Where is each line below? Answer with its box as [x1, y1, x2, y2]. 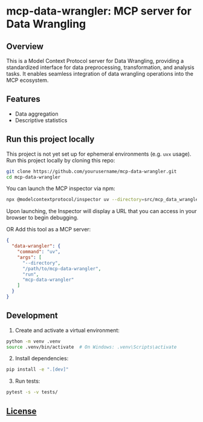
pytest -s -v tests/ [6, 389, 59, 395]
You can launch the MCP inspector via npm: [6, 185, 115, 192]
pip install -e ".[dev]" [6, 366, 69, 373]
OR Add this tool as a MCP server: [6, 226, 91, 233]
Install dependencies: [14, 355, 69, 362]
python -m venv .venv [6, 338, 61, 345]
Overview [6, 41, 44, 51]
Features [6, 94, 40, 104]
